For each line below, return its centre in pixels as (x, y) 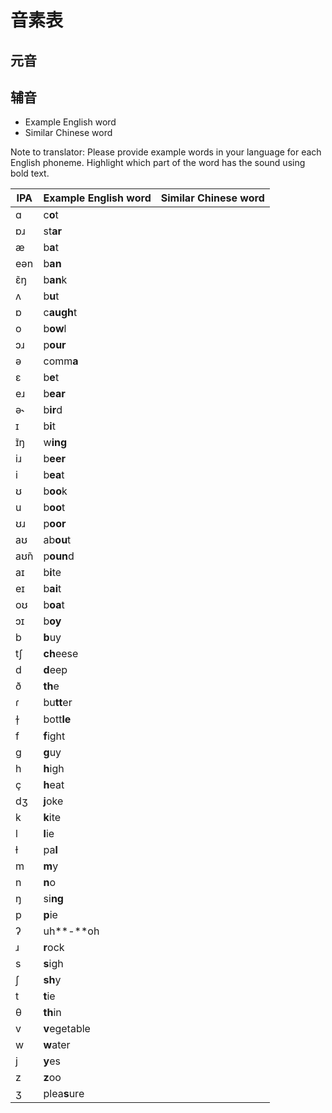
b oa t (54, 605)
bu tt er (58, 703)
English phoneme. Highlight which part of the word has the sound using (158, 163)
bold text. (30, 173)
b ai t (52, 589)
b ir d (53, 410)
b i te (52, 573)
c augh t (60, 313)
